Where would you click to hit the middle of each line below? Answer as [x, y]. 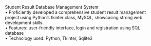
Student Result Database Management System [52, 7]
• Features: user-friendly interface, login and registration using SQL [73, 28]
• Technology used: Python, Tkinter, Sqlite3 [49, 38]
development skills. [24, 23]
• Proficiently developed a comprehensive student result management [75, 12]
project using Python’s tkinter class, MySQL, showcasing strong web [74, 17]
